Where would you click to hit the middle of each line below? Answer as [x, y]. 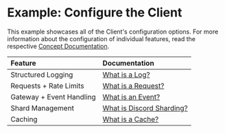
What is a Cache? [131, 119]
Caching [24, 119]
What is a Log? [126, 75]
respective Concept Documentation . [58, 46]
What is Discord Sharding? [145, 108]
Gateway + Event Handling [53, 97]
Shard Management [42, 108]
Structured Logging [42, 75]
